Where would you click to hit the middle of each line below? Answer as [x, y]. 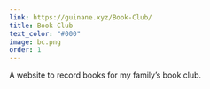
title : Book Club [41, 26]
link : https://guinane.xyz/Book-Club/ [81, 17]
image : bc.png [35, 42]
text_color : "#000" [45, 33]
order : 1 [25, 50]
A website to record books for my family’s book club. [105, 75]
